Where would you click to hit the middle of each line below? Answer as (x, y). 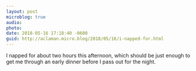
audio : (14, 22)
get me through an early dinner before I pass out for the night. (81, 62)
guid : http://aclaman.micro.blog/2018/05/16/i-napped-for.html (85, 39)
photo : (14, 28)
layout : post (22, 11)
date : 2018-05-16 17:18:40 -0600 (47, 33)
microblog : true (26, 17)
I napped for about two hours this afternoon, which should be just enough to (98, 55)
